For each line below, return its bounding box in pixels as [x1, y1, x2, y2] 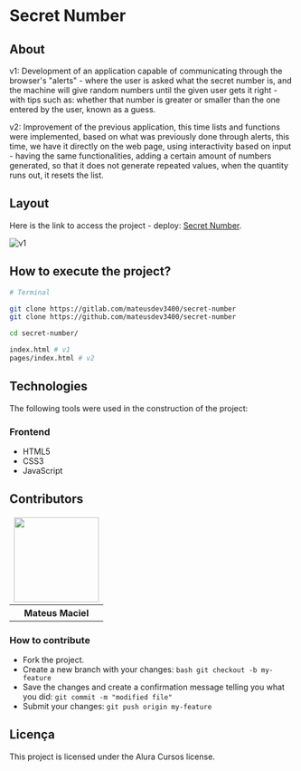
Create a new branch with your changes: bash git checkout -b [22, 664, 258, 675]
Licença [9, 727, 56, 743]
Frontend [9, 425, 51, 438]
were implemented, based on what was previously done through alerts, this [9, 131, 290, 141]
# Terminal [9, 287, 51, 297]
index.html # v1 [9, 345, 71, 354]
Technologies [9, 379, 89, 394]
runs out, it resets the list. [9, 169, 104, 180]
